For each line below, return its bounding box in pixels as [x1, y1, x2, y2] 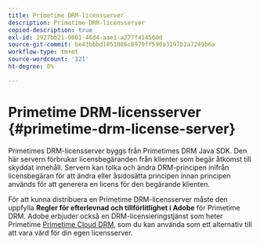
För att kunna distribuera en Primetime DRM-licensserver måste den [8, 194, 229, 204]
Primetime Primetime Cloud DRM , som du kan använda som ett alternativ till [8, 219, 252, 229]
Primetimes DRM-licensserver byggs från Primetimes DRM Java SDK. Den [8, 146, 247, 155]
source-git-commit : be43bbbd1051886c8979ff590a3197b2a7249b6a [8, 41, 215, 49]
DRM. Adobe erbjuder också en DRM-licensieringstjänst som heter [8, 211, 223, 221]
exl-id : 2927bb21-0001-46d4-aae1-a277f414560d [8, 33, 163, 42]
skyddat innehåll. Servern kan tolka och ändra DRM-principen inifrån [8, 163, 229, 172]
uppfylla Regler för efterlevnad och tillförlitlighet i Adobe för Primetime [8, 203, 240, 212]
